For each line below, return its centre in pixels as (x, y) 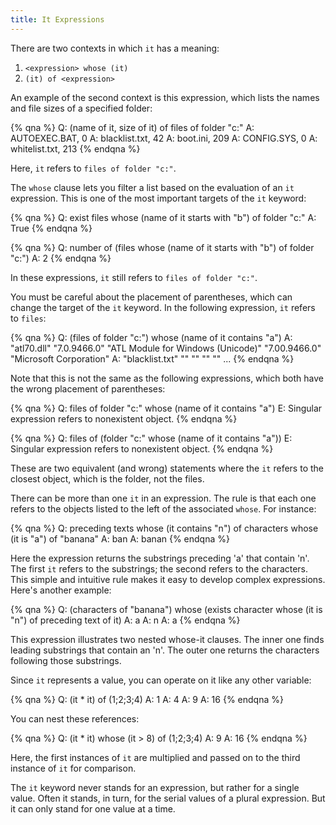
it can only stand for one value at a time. (93, 808)
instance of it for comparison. (73, 768)
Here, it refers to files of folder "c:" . (93, 168)
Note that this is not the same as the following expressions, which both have (167, 378)
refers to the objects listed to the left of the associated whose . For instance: (163, 508)
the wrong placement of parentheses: (88, 388)
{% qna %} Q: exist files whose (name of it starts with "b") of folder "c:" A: (163, 217)
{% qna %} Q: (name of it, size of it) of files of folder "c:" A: (132, 127)
